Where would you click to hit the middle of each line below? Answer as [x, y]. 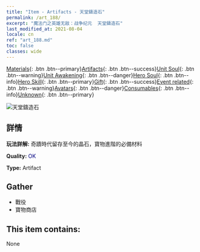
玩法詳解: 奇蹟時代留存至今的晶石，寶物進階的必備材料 [74, 144]
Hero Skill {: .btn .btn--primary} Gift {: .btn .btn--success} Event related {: [106, 81]
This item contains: [43, 229]
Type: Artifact [24, 168]
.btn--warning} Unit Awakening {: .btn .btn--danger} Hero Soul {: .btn [90, 75]
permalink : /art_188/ [34, 18]
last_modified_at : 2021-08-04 [45, 29]
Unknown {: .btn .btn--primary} [56, 94]
